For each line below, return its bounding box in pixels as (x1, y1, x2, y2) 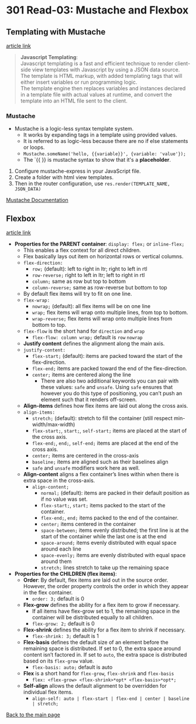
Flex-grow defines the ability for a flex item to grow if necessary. (23, 602, 180, 609)
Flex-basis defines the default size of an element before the (23, 639, 169, 646)
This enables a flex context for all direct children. (23, 247, 142, 254)
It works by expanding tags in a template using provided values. (23, 131, 177, 138)
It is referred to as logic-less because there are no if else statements (23, 138, 188, 145)
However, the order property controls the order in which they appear (23, 583, 189, 590)
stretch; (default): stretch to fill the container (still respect (32, 415, 173, 422)
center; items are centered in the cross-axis (32, 452, 139, 459)
